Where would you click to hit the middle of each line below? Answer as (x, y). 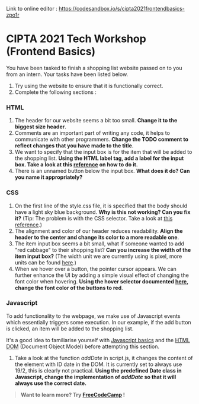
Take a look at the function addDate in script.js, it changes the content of (104, 358)
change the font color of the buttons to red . (69, 288)
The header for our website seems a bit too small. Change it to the (96, 121)
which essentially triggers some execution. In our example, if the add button (99, 322)
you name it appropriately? (49, 177)
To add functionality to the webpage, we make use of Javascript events (93, 316)
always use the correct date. (51, 383)
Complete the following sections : (55, 92)
